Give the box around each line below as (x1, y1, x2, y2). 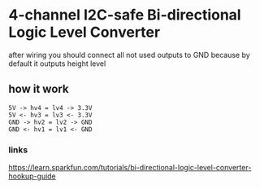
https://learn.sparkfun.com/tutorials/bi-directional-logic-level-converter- (8, 163, 252, 173)
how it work (8, 82, 69, 96)
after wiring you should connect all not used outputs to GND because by (8, 50, 250, 59)
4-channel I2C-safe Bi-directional (8, 6, 241, 24)
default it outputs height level (8, 59, 106, 68)
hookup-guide (8, 171, 57, 181)
